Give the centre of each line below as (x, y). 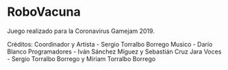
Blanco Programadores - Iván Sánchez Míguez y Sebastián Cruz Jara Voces (114, 51)
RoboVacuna (44, 12)
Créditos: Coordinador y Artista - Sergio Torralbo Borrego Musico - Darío (110, 44)
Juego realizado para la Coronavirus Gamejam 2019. (81, 31)
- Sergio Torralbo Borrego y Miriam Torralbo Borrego (81, 58)
